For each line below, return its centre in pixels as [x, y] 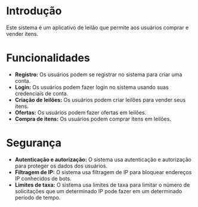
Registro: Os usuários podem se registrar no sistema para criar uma [98, 74]
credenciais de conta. [41, 93]
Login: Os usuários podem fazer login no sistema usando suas [92, 87]
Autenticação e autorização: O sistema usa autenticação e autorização [103, 159]
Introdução [34, 11]
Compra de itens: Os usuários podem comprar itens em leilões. [93, 119]
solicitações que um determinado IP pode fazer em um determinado [98, 191]
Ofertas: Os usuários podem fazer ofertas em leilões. [81, 112]
